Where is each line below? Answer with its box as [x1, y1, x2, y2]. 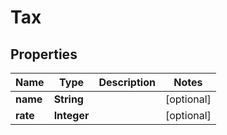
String [53, 92, 84, 106]
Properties [10, 46, 78, 63]
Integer [53, 109, 90, 122]
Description [98, 76, 156, 89]
